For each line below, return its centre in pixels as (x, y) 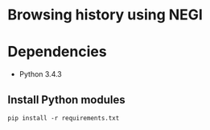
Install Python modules (66, 100)
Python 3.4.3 (40, 74)
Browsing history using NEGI (105, 15)
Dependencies (57, 52)
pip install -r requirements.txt (64, 118)
